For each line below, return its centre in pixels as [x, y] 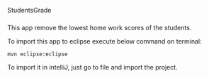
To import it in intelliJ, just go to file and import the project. [93, 67]
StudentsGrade [29, 10]
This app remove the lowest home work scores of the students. [100, 27]
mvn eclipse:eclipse [38, 54]
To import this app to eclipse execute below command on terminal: [104, 41]
